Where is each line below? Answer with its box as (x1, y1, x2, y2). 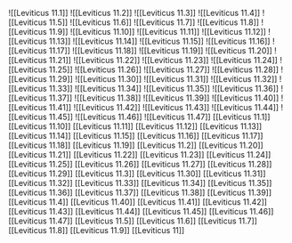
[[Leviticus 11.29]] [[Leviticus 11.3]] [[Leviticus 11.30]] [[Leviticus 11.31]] (8, 168, 266, 179)
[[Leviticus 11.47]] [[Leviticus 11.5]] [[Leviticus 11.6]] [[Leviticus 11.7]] (8, 215, 257, 226)
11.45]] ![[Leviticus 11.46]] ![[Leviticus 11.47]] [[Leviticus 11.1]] (48, 111, 271, 122)
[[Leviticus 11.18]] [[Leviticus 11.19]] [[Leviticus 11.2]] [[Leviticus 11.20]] (8, 140, 264, 150)
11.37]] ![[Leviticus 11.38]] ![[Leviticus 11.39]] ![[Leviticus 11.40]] (48, 93, 280, 103)
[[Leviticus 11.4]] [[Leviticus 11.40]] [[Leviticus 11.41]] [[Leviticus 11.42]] (8, 197, 268, 207)
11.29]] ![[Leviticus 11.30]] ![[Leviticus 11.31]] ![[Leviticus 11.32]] (48, 74, 278, 84)
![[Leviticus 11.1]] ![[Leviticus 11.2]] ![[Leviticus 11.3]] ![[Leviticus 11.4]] (8, 8, 261, 18)
